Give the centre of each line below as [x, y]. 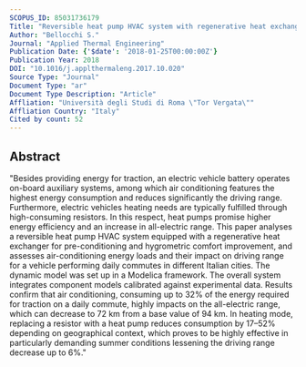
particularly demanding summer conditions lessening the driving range [142, 342]
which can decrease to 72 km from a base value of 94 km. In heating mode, [151, 313]
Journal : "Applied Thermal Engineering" [87, 43]
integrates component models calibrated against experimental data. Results [151, 284]
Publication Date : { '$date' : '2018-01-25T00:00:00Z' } [114, 52]
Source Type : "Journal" [55, 77]
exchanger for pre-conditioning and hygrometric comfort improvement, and [151, 246]
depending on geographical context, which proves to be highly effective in [149, 332]
